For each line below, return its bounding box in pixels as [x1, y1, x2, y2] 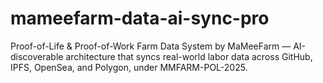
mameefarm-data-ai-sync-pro [10, 7, 270, 30]
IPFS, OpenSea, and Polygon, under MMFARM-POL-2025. [10, 61, 248, 73]
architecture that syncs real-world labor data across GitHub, [65, 50, 313, 62]
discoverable [10, 50, 64, 62]
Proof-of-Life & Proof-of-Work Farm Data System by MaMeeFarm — [10, 40, 292, 52]
